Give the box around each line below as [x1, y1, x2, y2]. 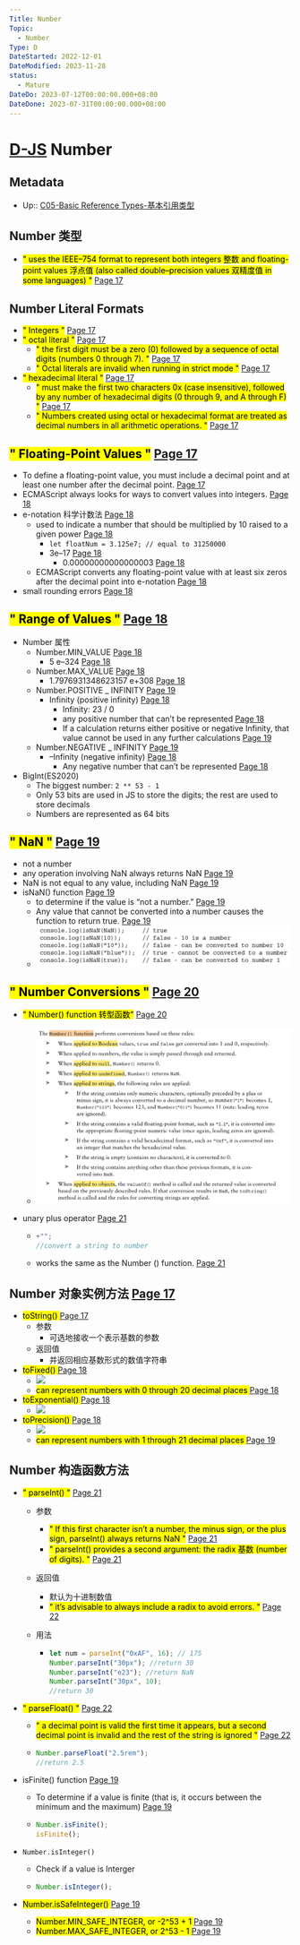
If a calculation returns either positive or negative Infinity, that [62, 722, 289, 734]
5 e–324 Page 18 [48, 656, 111, 667]
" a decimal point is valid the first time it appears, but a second [35, 1720, 267, 1731]
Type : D [9, 43, 39, 52]
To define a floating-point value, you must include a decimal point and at [21, 469, 290, 480]
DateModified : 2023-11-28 [9, 62, 106, 71]
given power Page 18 [35, 529, 114, 539]
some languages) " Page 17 [21, 275, 124, 286]
